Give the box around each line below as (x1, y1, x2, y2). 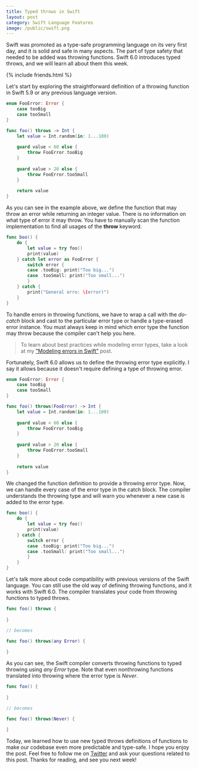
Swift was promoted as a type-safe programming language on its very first (6, 41, 187, 48)
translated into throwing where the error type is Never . (6, 672, 138, 679)
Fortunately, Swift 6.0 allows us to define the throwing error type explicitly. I (6, 359, 190, 366)
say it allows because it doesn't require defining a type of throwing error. (6, 365, 183, 372)
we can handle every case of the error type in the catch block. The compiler (6, 486, 191, 493)
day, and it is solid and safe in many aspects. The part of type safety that (6, 48, 183, 55)
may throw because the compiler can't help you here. (6, 330, 136, 337)
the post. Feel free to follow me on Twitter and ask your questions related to (6, 750, 190, 757)
